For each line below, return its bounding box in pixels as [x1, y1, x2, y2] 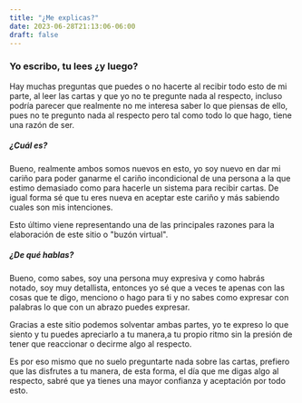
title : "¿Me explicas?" [9, 13, 100, 23]
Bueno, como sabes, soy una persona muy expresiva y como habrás [9, 272, 266, 283]
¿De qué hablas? [9, 250, 74, 260]
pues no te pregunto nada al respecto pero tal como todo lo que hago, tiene [9, 110, 292, 121]
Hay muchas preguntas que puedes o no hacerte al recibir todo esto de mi [9, 81, 287, 92]
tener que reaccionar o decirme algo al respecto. [9, 338, 192, 349]
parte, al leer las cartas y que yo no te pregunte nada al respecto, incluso [9, 90, 283, 101]
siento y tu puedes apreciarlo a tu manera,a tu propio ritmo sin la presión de [9, 329, 293, 339]
